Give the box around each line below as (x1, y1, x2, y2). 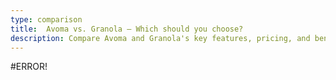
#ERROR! (10, 61, 48, 73)
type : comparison (10, 14, 83, 25)
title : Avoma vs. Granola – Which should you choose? (10, 24, 244, 34)
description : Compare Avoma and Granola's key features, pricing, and (10, 33, 311, 43)
